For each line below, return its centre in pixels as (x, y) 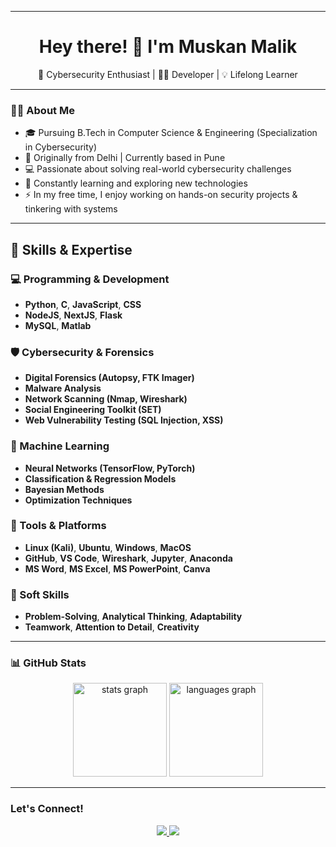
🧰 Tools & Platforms (58, 526)
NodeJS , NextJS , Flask (73, 315)
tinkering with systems (71, 209)
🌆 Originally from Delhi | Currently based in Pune (125, 158)
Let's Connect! (47, 809)
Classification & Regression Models (100, 478)
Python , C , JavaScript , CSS (83, 304)
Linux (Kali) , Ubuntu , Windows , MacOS (108, 547)
